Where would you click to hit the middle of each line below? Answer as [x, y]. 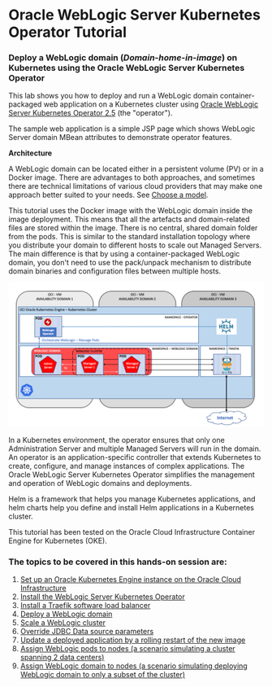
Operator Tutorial [68, 32]
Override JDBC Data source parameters [87, 632]
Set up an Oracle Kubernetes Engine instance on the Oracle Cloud [131, 580]
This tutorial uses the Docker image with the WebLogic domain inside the [131, 211]
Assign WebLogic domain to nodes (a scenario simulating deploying [134, 666]
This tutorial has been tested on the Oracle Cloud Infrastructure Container [132, 532]
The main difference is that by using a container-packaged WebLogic [124, 254]
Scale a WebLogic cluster [63, 623]
